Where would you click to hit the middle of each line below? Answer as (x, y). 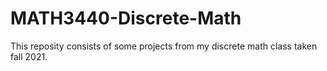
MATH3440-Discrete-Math (126, 18)
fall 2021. (29, 56)
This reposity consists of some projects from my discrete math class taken (164, 46)
